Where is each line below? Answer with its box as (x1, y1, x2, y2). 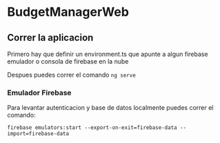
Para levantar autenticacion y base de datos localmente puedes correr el (7, 104, 214, 112)
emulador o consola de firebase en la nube (7, 57, 129, 66)
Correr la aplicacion (7, 32, 94, 44)
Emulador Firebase (7, 88, 72, 97)
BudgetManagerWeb (7, 4, 130, 20)
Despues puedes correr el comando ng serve (7, 70, 136, 79)
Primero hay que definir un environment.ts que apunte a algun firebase (7, 50, 208, 58)
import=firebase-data (7, 131, 70, 137)
